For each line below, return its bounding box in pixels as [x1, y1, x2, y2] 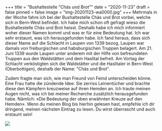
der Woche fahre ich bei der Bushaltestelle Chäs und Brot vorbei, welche [5, 15, 151, 20]
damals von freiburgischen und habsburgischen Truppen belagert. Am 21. [5, 46, 153, 51]
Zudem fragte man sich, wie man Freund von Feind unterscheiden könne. [5, 75, 152, 81]
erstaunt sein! [5, 112, 33, 117]
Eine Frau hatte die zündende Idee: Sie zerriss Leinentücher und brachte [5, 81, 150, 86]
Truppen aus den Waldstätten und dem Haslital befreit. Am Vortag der [5, 56, 145, 61]
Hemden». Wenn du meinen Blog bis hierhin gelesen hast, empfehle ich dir [5, 101, 155, 107]
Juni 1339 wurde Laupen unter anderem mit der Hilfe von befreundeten [5, 50, 148, 56]
